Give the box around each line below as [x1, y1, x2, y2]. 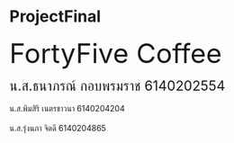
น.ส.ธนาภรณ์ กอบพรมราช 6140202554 [9, 76, 226, 94]
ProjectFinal [9, 6, 102, 27]
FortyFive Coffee [9, 36, 222, 70]
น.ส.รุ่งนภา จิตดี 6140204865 [9, 122, 106, 133]
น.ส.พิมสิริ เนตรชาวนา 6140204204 [9, 103, 125, 113]
